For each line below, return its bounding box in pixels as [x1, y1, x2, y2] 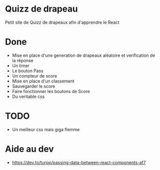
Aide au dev [5, 144, 54, 155]
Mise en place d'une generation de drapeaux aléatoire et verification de [12, 52, 155, 58]
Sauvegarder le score [12, 83, 55, 89]
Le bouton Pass [12, 68, 44, 74]
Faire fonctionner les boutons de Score [12, 88, 90, 94]
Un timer [12, 62, 30, 68]
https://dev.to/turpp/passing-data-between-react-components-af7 [12, 159, 146, 165]
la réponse [12, 57, 33, 63]
